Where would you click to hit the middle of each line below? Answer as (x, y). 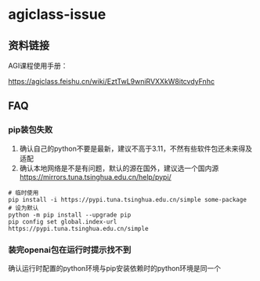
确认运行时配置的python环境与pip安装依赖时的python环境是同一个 (115, 268)
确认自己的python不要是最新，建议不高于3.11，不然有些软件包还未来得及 (136, 148)
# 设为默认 (23, 208)
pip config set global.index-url (63, 221)
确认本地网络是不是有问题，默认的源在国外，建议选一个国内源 (119, 168)
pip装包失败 (31, 130)
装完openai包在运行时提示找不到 (70, 250)
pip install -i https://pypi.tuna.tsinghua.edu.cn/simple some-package (127, 199)
